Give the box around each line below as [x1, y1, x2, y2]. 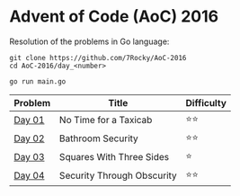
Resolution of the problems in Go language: [9, 36, 170, 47]
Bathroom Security [58, 132, 139, 145]
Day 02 [13, 132, 45, 145]
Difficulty [185, 96, 227, 109]
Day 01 [13, 114, 45, 127]
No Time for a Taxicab [58, 114, 153, 127]
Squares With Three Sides [58, 151, 170, 164]
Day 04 [13, 169, 45, 182]
